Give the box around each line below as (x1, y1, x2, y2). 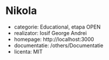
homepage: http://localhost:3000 (13, 36, 94, 43)
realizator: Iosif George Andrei (13, 29, 87, 36)
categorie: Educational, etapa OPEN (13, 23, 101, 30)
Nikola (5, 4, 38, 17)
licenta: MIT (13, 48, 43, 55)
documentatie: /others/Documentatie (13, 42, 104, 49)
